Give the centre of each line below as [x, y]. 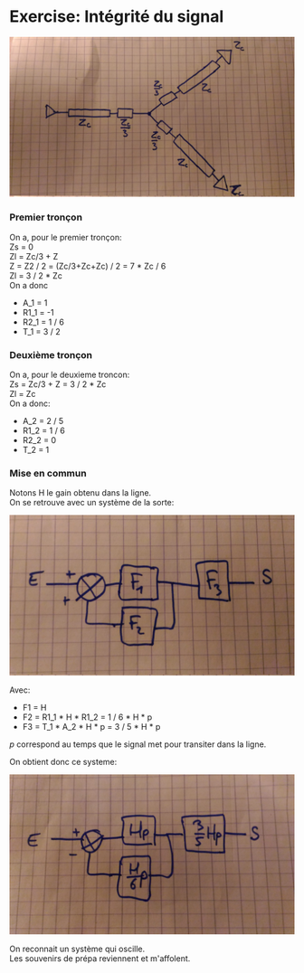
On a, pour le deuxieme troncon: [70, 375]
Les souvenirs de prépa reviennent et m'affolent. [100, 959]
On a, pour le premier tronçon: [66, 237]
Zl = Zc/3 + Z [34, 256]
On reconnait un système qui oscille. [77, 949]
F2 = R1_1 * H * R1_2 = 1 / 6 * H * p [87, 717]
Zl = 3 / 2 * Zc [36, 275]
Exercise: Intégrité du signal [117, 17]
